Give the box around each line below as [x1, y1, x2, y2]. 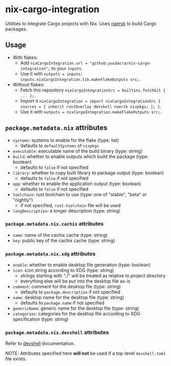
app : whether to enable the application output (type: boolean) [12, 180, 141, 187]
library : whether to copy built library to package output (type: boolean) [12, 170, 164, 176]
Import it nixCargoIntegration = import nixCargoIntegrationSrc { [20, 98, 161, 104]
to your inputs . [51, 65, 83, 71]
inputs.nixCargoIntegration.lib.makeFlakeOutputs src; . [20, 76, 141, 82]
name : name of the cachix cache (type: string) [12, 232, 108, 238]
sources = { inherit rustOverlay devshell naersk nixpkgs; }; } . [20, 103, 162, 109]
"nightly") [12, 197, 33, 203]
